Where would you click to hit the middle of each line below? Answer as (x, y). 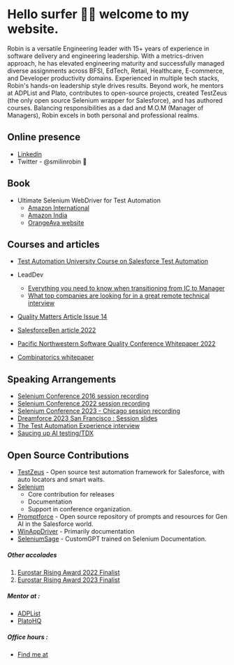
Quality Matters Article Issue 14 (62, 316)
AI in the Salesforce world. (55, 524)
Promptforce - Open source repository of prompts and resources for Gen (122, 517)
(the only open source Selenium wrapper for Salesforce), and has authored (115, 100)
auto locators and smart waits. (61, 479)
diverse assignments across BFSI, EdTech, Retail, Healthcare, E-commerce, (116, 71)
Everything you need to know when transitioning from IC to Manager (126, 288)
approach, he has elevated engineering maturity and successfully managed (116, 63)
